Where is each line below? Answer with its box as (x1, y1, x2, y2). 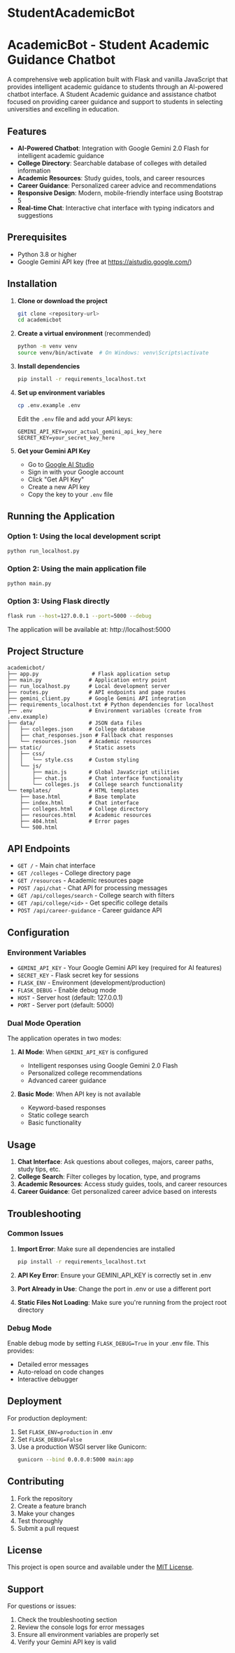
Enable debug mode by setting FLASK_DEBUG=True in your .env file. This (7, 1339, 209, 1347)
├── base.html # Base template (20, 793, 136, 800)
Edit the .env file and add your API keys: (17, 414, 133, 423)
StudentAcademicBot (7, 5, 135, 21)
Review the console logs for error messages (17, 1623, 145, 1631)
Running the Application (7, 510, 115, 522)
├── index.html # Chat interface (20, 799, 139, 806)
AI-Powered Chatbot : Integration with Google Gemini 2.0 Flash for (17, 144, 210, 152)
